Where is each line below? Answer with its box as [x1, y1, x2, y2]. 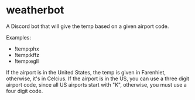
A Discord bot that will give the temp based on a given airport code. [6, 23, 169, 30]
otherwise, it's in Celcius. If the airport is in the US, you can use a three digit [6, 75, 189, 82]
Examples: [6, 34, 31, 41]
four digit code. [6, 87, 43, 94]
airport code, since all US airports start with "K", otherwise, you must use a [6, 81, 187, 88]
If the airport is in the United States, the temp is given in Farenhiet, [6, 69, 166, 76]
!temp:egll [14, 58, 39, 65]
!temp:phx [14, 45, 39, 52]
